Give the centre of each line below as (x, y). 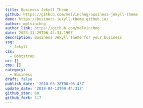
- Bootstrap (22, 56)
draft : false (19, 79)
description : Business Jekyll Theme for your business (64, 38)
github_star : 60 (22, 93)
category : (16, 70)
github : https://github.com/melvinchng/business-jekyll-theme (71, 14)
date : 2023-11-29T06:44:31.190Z (39, 33)
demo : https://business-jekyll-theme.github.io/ (57, 19)
